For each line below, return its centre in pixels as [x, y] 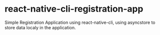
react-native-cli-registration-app [74, 9]
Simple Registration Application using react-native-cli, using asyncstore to [80, 22]
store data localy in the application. [40, 27]
